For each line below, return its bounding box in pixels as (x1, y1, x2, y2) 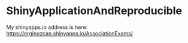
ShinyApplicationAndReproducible (6, 4, 183, 18)
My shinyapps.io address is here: (6, 24, 88, 31)
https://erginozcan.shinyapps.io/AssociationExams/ (6, 29, 134, 37)
